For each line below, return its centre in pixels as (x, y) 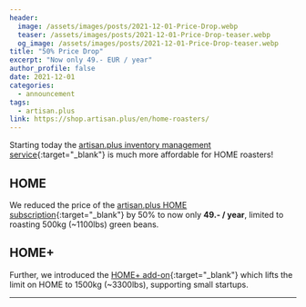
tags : (20, 102)
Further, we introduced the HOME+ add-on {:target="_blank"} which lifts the (151, 274)
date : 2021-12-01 (42, 77)
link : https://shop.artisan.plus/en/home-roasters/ (109, 119)
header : (24, 18)
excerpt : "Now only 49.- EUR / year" (81, 60)
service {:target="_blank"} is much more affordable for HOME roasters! (142, 154)
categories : (32, 85)
